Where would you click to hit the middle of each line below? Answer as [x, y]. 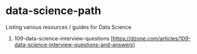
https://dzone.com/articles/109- [152, 38]
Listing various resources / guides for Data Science [69, 27]
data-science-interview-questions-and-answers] [75, 45]
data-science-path [53, 11]
